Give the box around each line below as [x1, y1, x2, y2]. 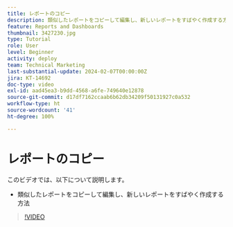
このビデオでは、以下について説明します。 [7, 175, 128, 183]
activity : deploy [7, 55, 58, 62]
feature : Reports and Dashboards [7, 23, 104, 30]
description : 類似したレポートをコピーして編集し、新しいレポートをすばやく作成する [7, 17, 223, 24]
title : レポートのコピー [7, 10, 71, 17]
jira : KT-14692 [7, 74, 51, 82]
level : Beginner [7, 49, 54, 56]
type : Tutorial [7, 36, 51, 43]
